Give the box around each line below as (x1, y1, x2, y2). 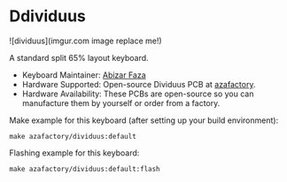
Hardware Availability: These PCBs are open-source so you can (21, 88, 254, 99)
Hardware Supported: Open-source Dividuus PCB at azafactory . (21, 79, 256, 89)
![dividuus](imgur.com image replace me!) (9, 35, 162, 46)
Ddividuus (9, 6, 87, 27)
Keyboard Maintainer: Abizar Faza (21, 69, 146, 80)
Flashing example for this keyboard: (9, 148, 140, 158)
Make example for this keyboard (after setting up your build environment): (9, 115, 279, 125)
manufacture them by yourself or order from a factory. (21, 97, 221, 108)
